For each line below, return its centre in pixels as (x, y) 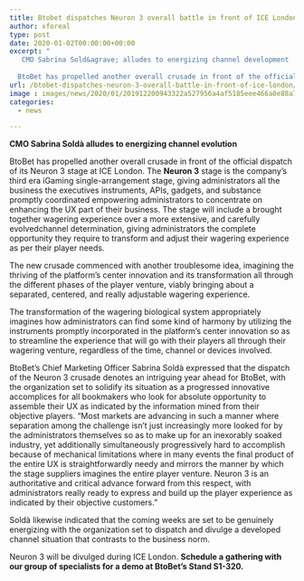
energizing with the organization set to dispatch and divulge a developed (145, 529)
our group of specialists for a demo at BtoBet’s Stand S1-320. (127, 567)
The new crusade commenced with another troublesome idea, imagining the (152, 266)
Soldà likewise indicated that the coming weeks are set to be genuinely (142, 520)
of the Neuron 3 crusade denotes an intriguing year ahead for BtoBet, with (148, 377)
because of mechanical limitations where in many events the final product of (152, 454)
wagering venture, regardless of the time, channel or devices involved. (141, 350)
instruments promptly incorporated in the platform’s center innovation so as (150, 331)
